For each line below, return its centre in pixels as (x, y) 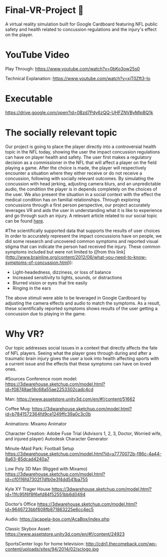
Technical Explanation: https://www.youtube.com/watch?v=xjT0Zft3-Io (78, 78)
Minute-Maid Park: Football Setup (40, 448)
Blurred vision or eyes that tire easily (50, 282)
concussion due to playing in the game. (46, 313)
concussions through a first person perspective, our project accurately (78, 205)
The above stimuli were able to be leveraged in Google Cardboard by (76, 297)
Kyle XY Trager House (28, 489)
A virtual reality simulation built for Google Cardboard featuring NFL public (82, 24)
